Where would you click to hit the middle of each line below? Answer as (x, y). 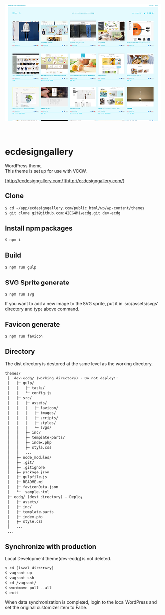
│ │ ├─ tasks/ (26, 388)
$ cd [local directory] (30, 568)
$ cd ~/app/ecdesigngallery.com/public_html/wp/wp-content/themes (75, 208)
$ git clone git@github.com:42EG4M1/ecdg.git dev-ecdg (63, 213)
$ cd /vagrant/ (21, 583)
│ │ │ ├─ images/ (32, 413)
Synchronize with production (51, 547)
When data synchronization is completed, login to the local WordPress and (81, 602)
